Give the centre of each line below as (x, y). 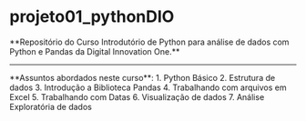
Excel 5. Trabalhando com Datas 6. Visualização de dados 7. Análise (137, 96)
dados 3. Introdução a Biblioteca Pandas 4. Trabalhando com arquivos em (148, 87)
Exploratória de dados (51, 106)
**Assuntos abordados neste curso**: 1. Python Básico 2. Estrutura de (143, 77)
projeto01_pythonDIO (92, 17)
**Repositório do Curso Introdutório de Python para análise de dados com (149, 42)
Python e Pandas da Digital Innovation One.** (95, 51)
